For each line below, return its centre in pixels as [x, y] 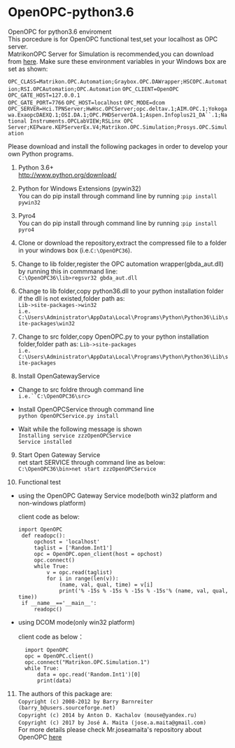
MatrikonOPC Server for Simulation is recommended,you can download [111, 54]
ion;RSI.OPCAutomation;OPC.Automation [64, 89]
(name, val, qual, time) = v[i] [106, 585]
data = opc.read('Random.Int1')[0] [88, 674]
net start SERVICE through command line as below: [92, 462]
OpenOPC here [40, 737]
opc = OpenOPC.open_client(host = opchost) [98, 554]
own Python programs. [41, 154]
